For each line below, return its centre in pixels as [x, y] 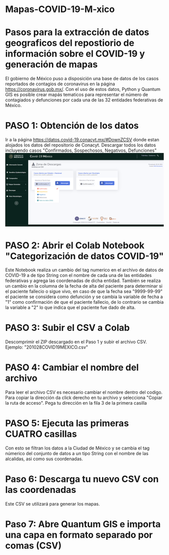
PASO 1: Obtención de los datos [72, 126]
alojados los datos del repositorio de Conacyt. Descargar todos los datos [80, 145]
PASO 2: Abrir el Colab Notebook [75, 245]
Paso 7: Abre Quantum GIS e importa [83, 524]
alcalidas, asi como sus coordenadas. [44, 459]
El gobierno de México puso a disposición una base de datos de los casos [82, 79]
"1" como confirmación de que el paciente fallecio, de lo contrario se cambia [84, 302]
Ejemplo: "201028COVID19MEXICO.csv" [47, 347]
